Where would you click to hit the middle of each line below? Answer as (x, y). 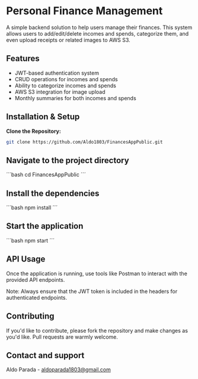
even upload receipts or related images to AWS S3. (68, 40)
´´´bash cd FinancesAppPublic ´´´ (46, 175)
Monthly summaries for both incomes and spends (75, 98)
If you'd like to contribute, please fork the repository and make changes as (97, 330)
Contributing (30, 316)
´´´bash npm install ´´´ (32, 208)
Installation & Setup (43, 117)
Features (23, 58)
